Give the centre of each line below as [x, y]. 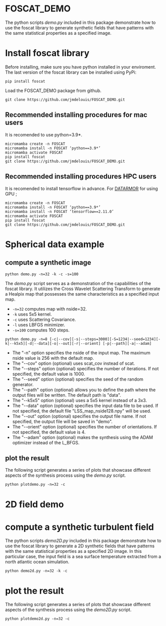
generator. [23, 384]
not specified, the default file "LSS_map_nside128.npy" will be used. [82, 411]
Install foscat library [47, 53]
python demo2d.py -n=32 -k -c [36, 571]
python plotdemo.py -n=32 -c [35, 485]
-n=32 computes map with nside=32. [50, 309]
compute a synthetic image [48, 262]
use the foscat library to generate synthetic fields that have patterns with [80, 27]
